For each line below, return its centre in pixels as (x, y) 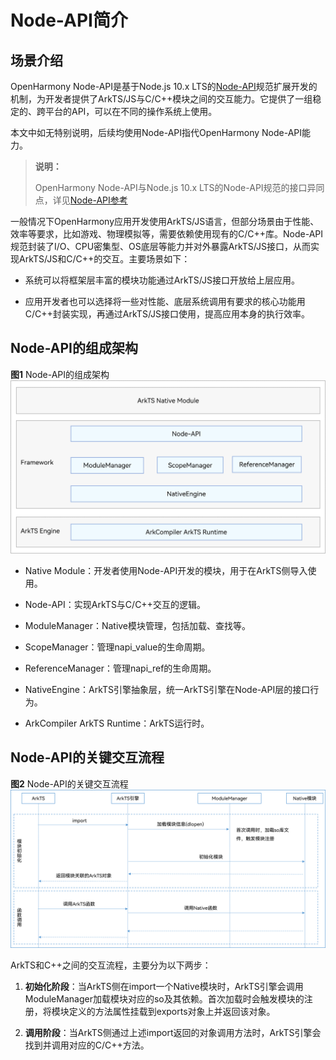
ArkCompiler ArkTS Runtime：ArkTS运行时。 (117, 723)
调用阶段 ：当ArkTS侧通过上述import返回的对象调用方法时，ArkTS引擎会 (173, 1032)
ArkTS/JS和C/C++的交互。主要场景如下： (104, 259)
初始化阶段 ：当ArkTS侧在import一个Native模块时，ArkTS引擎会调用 (164, 986)
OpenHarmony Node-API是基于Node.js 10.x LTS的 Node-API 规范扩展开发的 (164, 86)
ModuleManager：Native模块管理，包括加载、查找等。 (138, 625)
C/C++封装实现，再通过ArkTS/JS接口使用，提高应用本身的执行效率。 (167, 314)
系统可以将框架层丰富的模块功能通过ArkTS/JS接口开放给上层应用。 (162, 280)
